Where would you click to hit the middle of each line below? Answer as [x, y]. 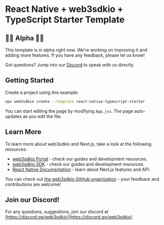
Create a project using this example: [42, 92]
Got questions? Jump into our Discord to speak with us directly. [70, 65]
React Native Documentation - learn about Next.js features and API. [81, 169]
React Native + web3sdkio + [64, 9]
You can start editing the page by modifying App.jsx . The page [69, 111]
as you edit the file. [42, 116]
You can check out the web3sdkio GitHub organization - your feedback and [82, 179]
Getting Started [29, 80]
